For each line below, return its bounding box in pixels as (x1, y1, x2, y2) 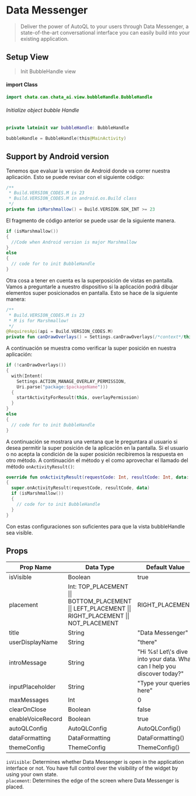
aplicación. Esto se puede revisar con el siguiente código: (6, 173, 145, 180)
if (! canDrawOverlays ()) (6, 362, 66, 368)
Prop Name (19, 563, 52, 571)
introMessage (9, 659, 47, 667)
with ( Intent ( (11, 373, 43, 379)
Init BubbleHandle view (20, 68, 76, 75)
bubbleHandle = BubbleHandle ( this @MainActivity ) (6, 135, 127, 141)
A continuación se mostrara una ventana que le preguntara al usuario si (6, 438, 178, 445)
